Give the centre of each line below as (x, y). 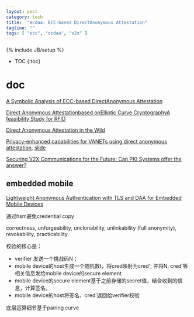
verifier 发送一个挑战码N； (46, 258)
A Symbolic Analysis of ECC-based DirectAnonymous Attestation (84, 101)
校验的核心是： (24, 246)
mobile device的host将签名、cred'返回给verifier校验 (77, 295)
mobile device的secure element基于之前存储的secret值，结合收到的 (96, 280)
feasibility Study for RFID (36, 119)
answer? (16, 165)
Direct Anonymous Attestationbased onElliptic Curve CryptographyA (88, 113)
